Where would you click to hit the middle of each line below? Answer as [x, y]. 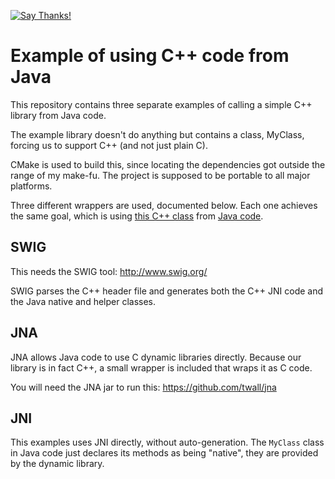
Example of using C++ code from [150, 56]
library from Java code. [58, 115]
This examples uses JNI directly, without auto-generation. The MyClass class [167, 442]
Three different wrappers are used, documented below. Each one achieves [164, 205]
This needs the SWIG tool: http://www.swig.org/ [109, 271]
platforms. [31, 186]
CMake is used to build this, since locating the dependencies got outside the [168, 164]
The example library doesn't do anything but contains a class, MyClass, [157, 134]
